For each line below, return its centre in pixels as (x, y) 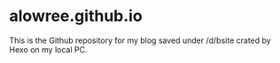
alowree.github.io (76, 16)
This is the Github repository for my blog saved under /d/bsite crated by (140, 40)
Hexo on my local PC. (48, 49)
